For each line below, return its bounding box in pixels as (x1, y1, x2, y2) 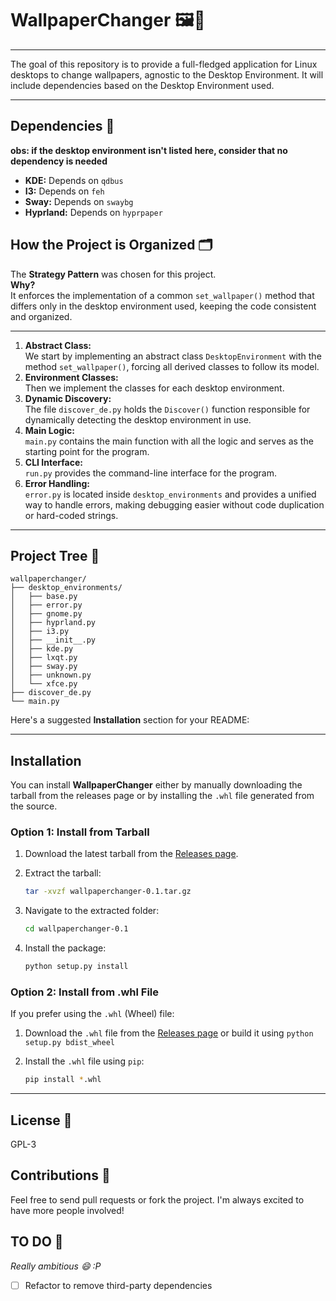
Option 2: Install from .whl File (10, 985, 160, 999)
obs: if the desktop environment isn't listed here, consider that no (10, 144, 288, 156)
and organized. (10, 310, 73, 322)
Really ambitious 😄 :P (10, 1260, 102, 1272)
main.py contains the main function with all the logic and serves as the (24, 435, 314, 447)
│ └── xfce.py (10, 679, 78, 689)
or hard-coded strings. (24, 509, 119, 521)
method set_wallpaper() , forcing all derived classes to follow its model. (24, 360, 320, 372)
